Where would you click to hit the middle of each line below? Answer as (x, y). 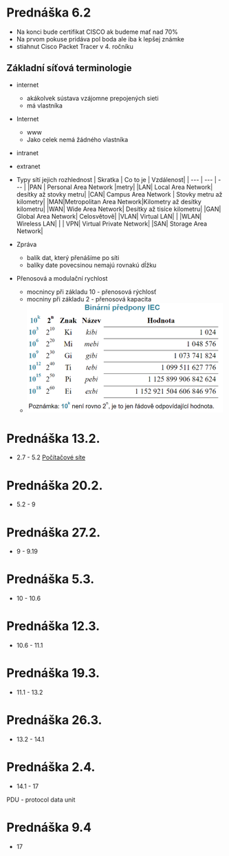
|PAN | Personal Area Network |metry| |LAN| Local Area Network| (120, 187)
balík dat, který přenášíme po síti (73, 257)
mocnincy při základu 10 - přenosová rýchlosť (91, 292)
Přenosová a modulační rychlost (62, 278)
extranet (28, 166)
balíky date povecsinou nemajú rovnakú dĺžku (91, 265)
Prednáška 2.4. (51, 767)
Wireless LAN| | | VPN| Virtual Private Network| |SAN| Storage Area (112, 223)
